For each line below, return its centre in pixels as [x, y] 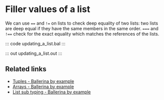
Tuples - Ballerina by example [43, 81]
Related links [26, 69]
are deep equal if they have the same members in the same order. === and [82, 28]
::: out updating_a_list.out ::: [34, 53]
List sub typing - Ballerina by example [52, 92]
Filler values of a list [48, 9]
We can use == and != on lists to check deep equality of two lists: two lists [82, 23]
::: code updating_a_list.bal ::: [35, 43]
